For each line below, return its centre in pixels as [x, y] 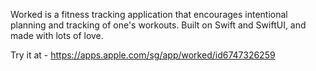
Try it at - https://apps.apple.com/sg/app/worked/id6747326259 [143, 55]
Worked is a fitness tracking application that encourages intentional [149, 14]
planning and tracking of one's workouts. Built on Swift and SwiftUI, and [158, 25]
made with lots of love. [57, 35]
